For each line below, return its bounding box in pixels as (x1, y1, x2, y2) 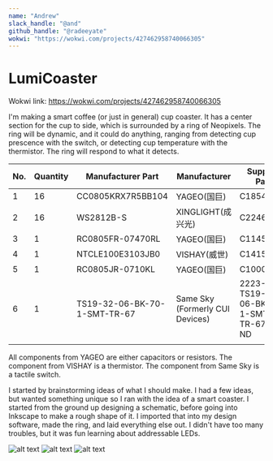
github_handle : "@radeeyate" (8, 27, 107, 35)
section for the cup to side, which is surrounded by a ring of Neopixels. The (8, 121, 262, 131)
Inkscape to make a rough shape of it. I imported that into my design (8, 411, 237, 421)
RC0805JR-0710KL (76, 264, 156, 275)
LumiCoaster (8, 70, 97, 88)
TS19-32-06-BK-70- (76, 298, 166, 309)
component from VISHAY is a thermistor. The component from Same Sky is (8, 361, 260, 371)
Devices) (175, 313, 210, 325)
